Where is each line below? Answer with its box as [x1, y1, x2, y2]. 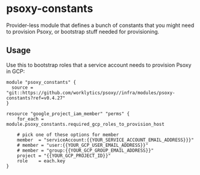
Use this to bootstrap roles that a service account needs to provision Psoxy [6, 61, 192, 68]
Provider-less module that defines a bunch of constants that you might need [6, 22, 195, 29]
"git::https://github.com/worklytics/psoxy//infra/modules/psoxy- [6, 89, 175, 96]
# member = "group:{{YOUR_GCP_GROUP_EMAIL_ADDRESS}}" [17, 147, 154, 153]
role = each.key [17, 158, 66, 164]
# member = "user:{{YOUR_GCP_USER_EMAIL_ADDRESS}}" [17, 142, 149, 148]
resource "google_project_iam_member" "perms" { [6, 110, 130, 117]
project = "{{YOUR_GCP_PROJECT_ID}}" [17, 152, 111, 159]
